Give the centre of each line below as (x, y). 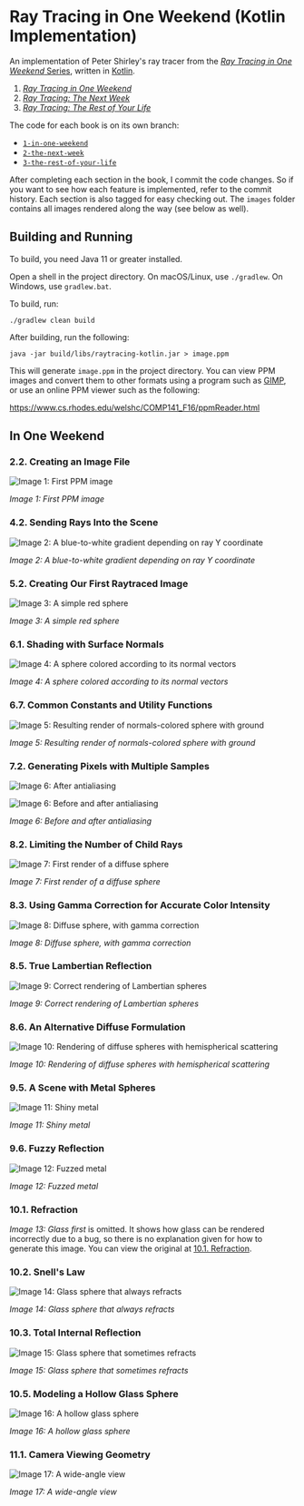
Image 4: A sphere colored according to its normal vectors (119, 681)
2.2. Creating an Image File (70, 462)
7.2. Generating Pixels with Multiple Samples (110, 766)
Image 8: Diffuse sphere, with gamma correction (100, 943)
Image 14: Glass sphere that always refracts (92, 1309)
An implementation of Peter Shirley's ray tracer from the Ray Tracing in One (151, 61)
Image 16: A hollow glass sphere (70, 1431)
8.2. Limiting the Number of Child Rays (96, 844)
